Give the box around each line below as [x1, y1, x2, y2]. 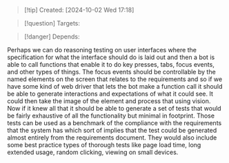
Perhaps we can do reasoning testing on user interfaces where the [7, 46, 197, 54]
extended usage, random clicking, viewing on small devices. [7, 148, 179, 156]
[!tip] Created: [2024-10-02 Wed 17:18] [23, 6, 135, 14]
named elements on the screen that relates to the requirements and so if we [7, 75, 223, 83]
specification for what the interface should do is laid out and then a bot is [7, 53, 215, 61]
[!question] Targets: [23, 19, 81, 27]
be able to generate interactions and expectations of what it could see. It [7, 89, 214, 98]
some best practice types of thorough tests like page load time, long [7, 141, 201, 149]
